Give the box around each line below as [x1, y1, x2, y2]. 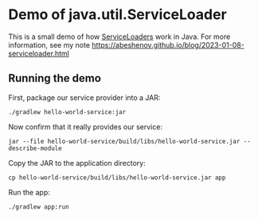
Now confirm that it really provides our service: [8, 121, 163, 132]
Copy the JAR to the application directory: [8, 158, 146, 167]
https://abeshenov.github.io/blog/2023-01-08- [91, 40, 244, 49]
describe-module [8, 144, 62, 152]
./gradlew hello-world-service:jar [8, 108, 127, 116]
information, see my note [8, 40, 90, 49]
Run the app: [8, 187, 50, 197]
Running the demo [8, 71, 102, 85]
